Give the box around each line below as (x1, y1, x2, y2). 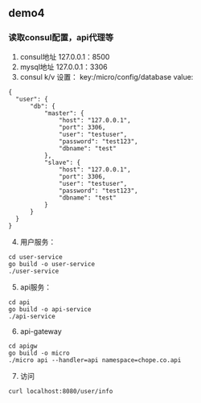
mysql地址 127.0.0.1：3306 (19, 62, 109, 72)
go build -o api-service (8, 305, 92, 313)
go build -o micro (8, 349, 70, 357)
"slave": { (43, 158, 81, 167)
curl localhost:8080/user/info (8, 387, 113, 395)
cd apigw (8, 342, 38, 350)
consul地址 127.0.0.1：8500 (19, 51, 110, 61)
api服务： (19, 282, 52, 292)
